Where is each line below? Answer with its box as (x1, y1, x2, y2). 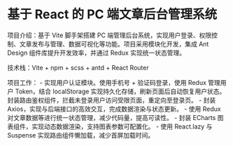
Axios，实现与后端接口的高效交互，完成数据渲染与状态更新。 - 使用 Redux (7, 105, 222, 113)
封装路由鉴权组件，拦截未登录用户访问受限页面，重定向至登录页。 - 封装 (7, 95, 216, 104)
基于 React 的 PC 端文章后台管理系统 (7, 6, 218, 22)
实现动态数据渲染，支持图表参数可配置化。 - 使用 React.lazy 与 (31, 122, 213, 131)
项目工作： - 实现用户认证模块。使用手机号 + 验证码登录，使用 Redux (7, 78, 206, 86)
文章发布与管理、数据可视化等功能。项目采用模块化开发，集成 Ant (19, 39, 209, 48)
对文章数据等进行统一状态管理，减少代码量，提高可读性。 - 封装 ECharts (7, 113, 216, 121)
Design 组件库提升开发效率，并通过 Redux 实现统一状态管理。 (7, 48, 186, 57)
